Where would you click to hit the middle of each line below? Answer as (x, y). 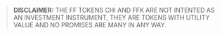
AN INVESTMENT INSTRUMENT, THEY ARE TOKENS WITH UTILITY (111, 17)
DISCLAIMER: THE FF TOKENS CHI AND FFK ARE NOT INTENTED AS (114, 10)
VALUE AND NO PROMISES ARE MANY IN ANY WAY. (90, 25)
